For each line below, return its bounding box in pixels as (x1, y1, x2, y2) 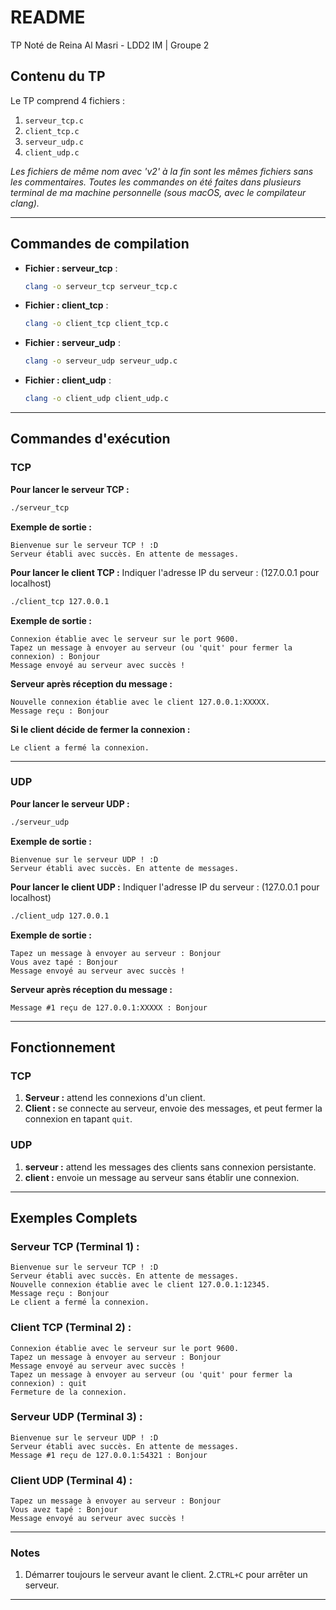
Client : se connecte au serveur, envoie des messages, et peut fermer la (24, 1102, 323, 1115)
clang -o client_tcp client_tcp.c (24, 319, 169, 329)
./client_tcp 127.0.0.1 (10, 596, 110, 606)
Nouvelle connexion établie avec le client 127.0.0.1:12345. (10, 1280, 271, 1290)
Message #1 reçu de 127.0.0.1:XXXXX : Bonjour (10, 1002, 208, 1013)
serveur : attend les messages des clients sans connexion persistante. (24, 1161, 317, 1173)
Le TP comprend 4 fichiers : (10, 94, 126, 106)
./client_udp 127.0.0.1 (10, 911, 110, 921)
